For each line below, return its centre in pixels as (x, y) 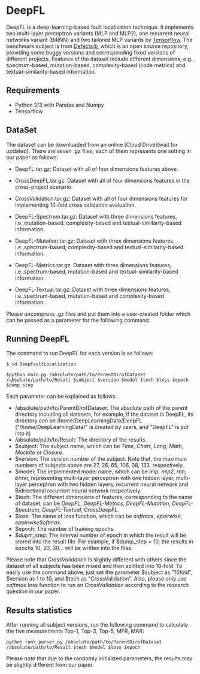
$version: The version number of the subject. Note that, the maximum (101, 459)
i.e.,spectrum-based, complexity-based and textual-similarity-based (99, 247)
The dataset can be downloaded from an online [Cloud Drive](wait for (92, 144)
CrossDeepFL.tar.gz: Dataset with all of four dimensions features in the (102, 180)
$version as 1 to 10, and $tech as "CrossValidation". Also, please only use (96, 579)
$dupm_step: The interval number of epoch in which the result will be (101, 535)
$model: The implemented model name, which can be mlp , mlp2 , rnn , (101, 472)
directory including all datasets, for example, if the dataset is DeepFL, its (104, 415)
